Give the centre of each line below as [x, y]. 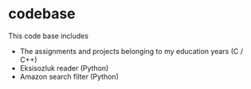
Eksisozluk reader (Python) [64, 68]
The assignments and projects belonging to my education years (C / [131, 51]
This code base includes [49, 36]
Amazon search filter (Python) [69, 76]
